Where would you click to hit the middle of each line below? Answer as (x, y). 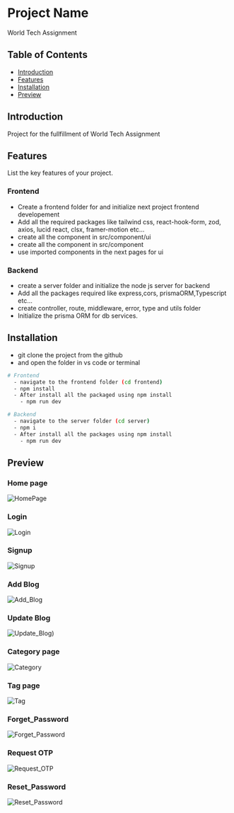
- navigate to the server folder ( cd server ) (82, 421)
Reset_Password (37, 787)
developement (39, 214)
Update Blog (29, 618)
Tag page (24, 686)
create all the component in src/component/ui (84, 237)
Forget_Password (38, 719)
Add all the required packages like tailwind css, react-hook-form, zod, (119, 221)
